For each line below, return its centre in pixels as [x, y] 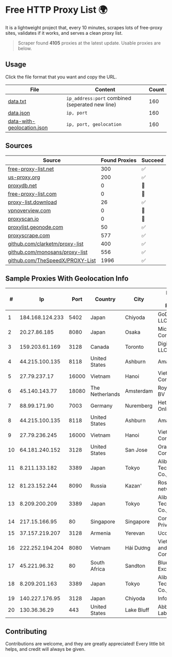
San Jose [136, 450]
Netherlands [105, 394]
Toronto [135, 347]
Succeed [153, 160]
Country [105, 299]
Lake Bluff [137, 610]
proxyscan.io [24, 219]
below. [25, 48]
